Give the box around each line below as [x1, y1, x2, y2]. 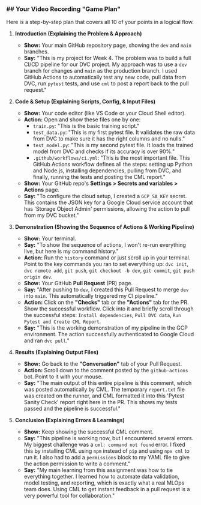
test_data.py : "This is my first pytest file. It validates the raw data [32, 129, 195, 136]
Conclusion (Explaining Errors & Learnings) [14, 417, 125, 424]
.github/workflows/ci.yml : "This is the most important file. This [32, 154, 190, 162]
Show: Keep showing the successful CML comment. [23, 428, 154, 435]
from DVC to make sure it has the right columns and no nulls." [32, 135, 185, 142]
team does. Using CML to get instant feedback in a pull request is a [23, 486, 190, 493]
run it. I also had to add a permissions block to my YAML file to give [23, 454, 190, 461]
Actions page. [23, 186, 60, 193]
